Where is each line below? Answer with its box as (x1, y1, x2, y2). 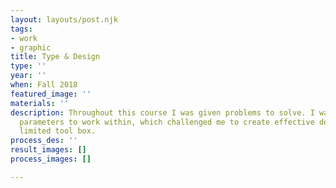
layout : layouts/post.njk (10, 14, 118, 25)
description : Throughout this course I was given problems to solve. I (10, 107, 315, 118)
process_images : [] (10, 154, 92, 164)
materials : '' (10, 98, 70, 108)
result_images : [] (10, 145, 87, 155)
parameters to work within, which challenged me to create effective (19, 117, 315, 127)
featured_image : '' (10, 89, 92, 99)
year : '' (10, 71, 47, 81)
